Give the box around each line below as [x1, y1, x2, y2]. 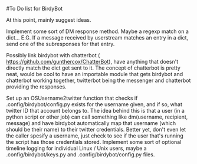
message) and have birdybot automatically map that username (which [6, 120, 176, 126]
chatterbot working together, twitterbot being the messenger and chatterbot [6, 77, 191, 84]
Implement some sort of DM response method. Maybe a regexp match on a [6, 28, 189, 35]
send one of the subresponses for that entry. [6, 41, 115, 47]
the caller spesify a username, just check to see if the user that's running [6, 132, 184, 139]
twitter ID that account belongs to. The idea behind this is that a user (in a [6, 107, 185, 114]
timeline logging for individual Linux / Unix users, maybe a [6, 145, 147, 152]
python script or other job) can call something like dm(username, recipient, [6, 113, 188, 120]
